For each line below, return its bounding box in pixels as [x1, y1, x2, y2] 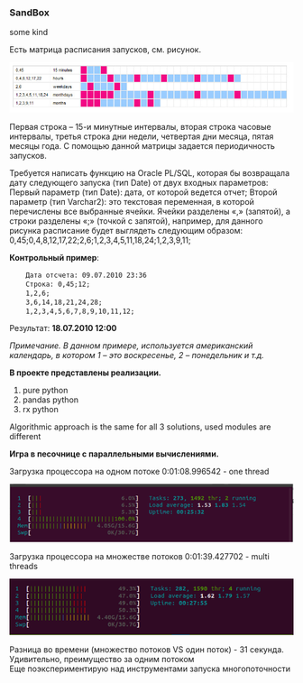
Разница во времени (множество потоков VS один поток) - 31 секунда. [9, 643, 284, 655]
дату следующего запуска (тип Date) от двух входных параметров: [9, 177, 269, 188]
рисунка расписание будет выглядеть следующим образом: [9, 225, 243, 235]
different [9, 430, 41, 441]
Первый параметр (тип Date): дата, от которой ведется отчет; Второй [9, 187, 278, 198]
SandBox [9, 6, 50, 19]
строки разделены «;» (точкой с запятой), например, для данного [9, 215, 263, 226]
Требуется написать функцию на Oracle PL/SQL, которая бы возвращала [9, 167, 290, 178]
